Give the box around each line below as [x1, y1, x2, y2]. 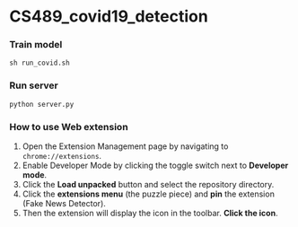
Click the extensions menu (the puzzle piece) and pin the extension [22, 188, 276, 199]
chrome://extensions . [22, 151, 101, 162]
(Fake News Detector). [22, 198, 106, 209]
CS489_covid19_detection [9, 6, 208, 27]
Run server [9, 79, 58, 92]
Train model [9, 39, 63, 51]
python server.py [9, 100, 74, 109]
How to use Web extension [9, 120, 128, 133]
